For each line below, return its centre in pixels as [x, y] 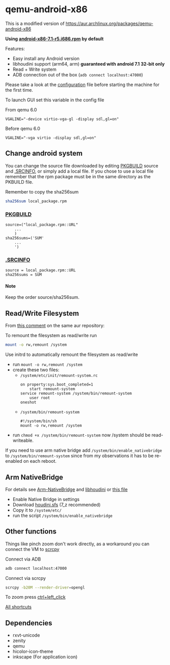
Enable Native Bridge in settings [46, 499]
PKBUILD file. [19, 182]
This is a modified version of [35, 23]
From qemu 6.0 [21, 109]
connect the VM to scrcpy [32, 549]
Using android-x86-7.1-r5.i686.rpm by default [55, 39]
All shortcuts [19, 607]
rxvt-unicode [26, 635]
